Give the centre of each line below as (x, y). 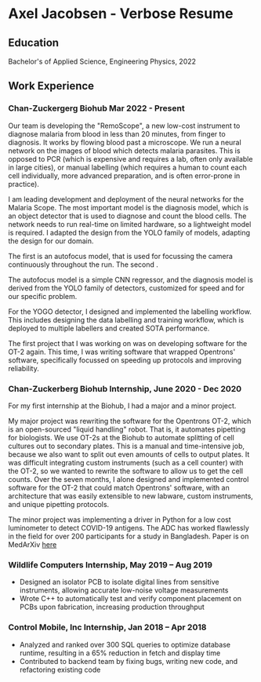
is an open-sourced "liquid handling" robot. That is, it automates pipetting (127, 429)
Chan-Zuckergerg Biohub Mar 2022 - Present (97, 108)
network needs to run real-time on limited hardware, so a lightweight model (130, 224)
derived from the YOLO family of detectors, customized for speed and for (127, 288)
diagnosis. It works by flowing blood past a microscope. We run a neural (125, 142)
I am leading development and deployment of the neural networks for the (126, 199)
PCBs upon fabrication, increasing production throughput (112, 607)
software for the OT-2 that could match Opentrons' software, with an (119, 487)
